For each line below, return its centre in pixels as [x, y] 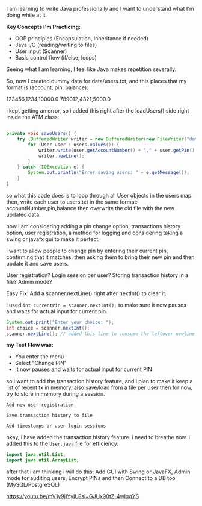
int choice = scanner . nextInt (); [48, 328]
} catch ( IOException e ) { [51, 167]
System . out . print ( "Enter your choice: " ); [60, 322]
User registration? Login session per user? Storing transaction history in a [97, 275]
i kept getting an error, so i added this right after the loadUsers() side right [98, 111]
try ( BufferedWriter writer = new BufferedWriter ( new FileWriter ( [102, 139]
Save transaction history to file [50, 416]
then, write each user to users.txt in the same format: [72, 202]
